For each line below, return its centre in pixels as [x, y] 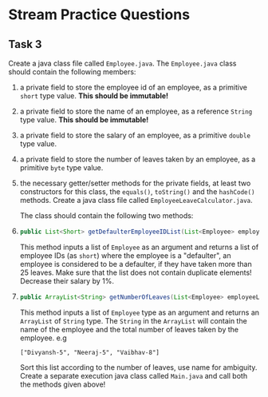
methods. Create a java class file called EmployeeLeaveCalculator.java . [136, 200]
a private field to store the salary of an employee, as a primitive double [135, 135]
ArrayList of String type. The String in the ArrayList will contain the [133, 320]
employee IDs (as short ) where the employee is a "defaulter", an [125, 255]
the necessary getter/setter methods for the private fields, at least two [135, 183]
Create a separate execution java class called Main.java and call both [134, 375]
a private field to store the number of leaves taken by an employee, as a [138, 159]
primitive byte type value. [61, 168]
